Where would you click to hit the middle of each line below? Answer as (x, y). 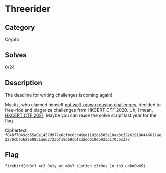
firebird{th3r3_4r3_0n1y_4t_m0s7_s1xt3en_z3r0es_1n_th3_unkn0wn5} (75, 166)
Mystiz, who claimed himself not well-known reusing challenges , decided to (83, 104)
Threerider (28, 9)
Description (24, 83)
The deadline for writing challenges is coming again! (59, 95)
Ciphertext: (17, 130)
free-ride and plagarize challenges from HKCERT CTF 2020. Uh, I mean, (79, 110)
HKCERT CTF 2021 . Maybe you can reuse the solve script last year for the (81, 115)
